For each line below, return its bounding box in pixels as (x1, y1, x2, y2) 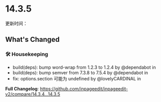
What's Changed (5, 35, 60, 44)
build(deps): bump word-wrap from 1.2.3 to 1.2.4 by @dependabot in (12, 64, 156, 70)
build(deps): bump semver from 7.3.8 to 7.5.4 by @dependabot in (12, 69, 148, 76)
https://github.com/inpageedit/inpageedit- (39, 85, 128, 91)
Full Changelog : (5, 85, 39, 91)
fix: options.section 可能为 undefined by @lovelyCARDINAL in (12, 75, 141, 81)
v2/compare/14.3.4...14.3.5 (5, 91, 61, 97)
